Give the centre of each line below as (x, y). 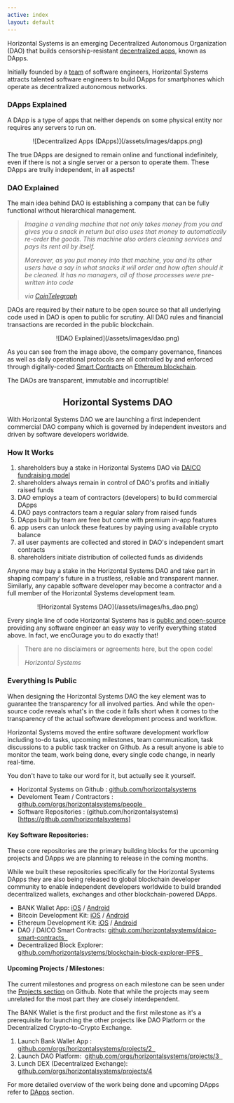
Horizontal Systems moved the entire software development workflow (108, 732)
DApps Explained (37, 105)
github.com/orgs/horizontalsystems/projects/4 (85, 1071)
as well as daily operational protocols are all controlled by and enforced (110, 359)
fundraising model (43, 475)
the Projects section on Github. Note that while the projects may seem (108, 991)
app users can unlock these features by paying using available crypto (118, 527)
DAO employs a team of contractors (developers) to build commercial (117, 498)
